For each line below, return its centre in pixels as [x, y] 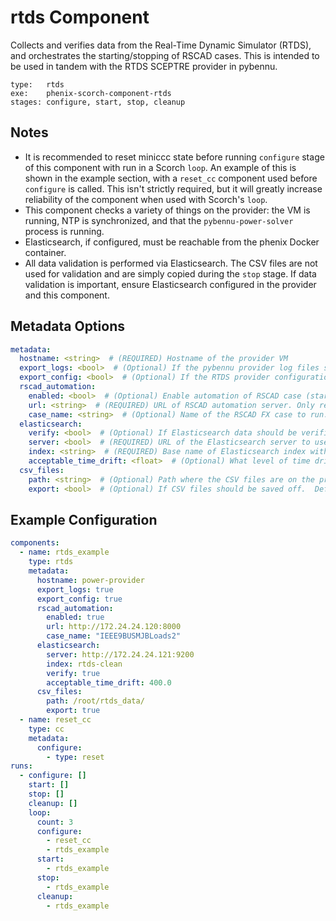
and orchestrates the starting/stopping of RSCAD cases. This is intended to [165, 55]
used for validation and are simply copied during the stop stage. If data [170, 273]
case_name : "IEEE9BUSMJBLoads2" [114, 636]
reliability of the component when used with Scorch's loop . [146, 199]
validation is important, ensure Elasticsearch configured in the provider [170, 284]
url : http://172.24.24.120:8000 [114, 627]
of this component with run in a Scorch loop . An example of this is [160, 167]
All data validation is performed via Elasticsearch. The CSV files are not [171, 263]
